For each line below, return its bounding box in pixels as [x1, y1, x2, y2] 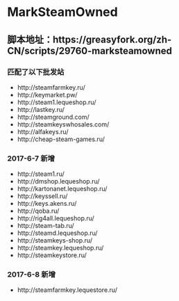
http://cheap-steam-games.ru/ [17, 135, 105, 143]
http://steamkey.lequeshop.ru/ [17, 244, 104, 252]
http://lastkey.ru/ [17, 105, 65, 113]
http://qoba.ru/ [17, 206, 60, 215]
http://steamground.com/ [17, 113, 90, 121]
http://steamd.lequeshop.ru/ [17, 229, 99, 237]
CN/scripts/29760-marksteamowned [7, 44, 172, 56]
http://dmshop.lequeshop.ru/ [17, 177, 100, 186]
